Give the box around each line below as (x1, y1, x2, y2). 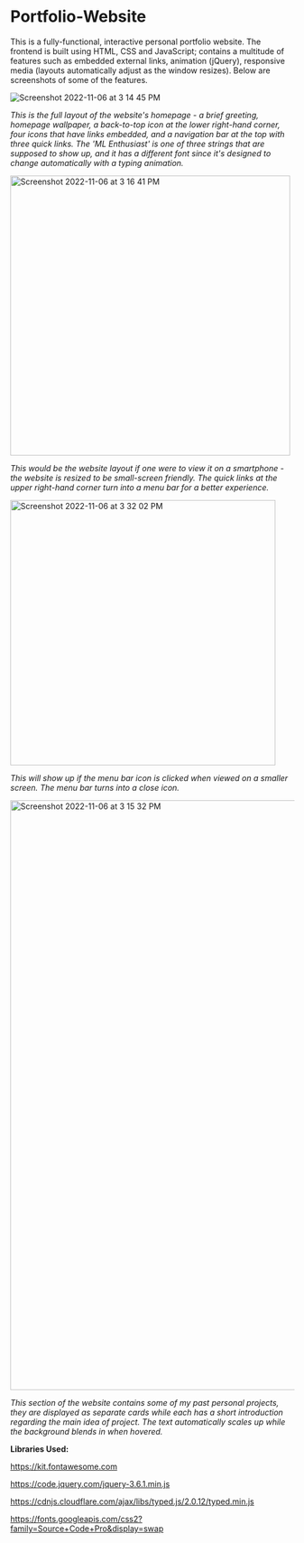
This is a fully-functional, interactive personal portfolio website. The (10, 36, 262, 47)
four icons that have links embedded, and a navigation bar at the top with (10, 128, 285, 139)
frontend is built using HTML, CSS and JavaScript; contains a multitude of (10, 45, 285, 56)
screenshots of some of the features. (10, 74, 148, 85)
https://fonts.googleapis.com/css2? (10, 1513, 143, 1524)
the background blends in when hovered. (10, 1426, 163, 1436)
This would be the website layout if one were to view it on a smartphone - (10, 462, 285, 473)
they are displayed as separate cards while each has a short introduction (10, 1407, 283, 1418)
